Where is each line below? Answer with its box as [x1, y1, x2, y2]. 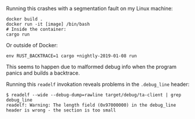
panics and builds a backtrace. [6, 69, 80, 76]
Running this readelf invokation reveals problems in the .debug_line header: [6, 81, 190, 87]
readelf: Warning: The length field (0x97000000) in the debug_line [6, 102, 176, 108]
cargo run [6, 32, 30, 37]
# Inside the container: [6, 26, 67, 32]
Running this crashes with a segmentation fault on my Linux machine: [6, 5, 173, 12]
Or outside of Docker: [6, 42, 58, 48]
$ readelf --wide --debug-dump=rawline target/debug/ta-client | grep [6, 92, 182, 98]
